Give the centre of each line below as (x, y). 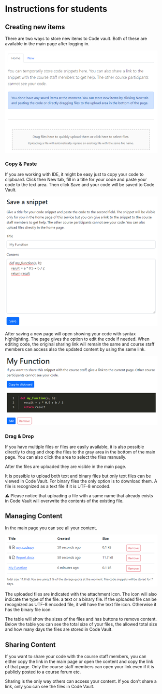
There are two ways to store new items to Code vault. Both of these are (76, 38)
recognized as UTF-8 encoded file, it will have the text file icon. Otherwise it (81, 605)
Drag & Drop (20, 436)
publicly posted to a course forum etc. (43, 672)
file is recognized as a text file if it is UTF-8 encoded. (58, 486)
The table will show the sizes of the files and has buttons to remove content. (81, 619)
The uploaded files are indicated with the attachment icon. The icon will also (81, 594)
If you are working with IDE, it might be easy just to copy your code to (74, 174)
